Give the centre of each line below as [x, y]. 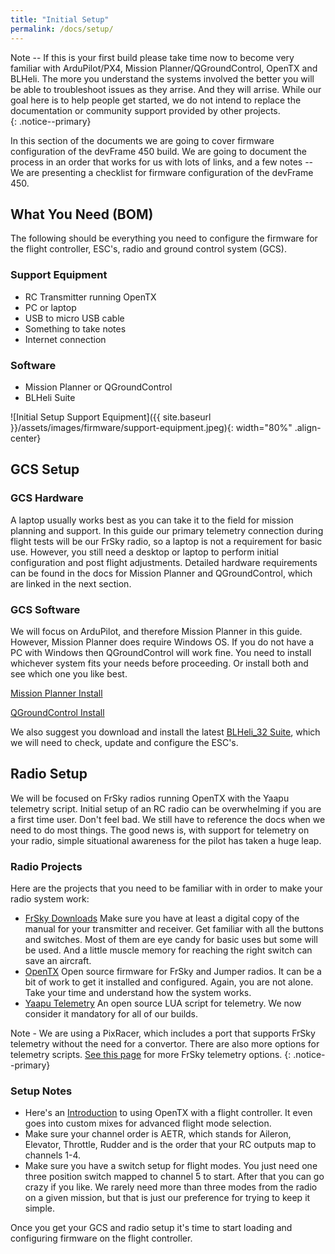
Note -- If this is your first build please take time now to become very [152, 57]
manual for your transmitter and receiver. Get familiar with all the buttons [174, 929]
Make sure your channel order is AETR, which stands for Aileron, [158, 1134]
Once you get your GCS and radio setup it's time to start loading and [151, 1228]
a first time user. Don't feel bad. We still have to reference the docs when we [168, 819]
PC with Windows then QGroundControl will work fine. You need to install [161, 652]
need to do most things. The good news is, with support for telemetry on [160, 830]
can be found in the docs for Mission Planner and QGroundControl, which [161, 573]
